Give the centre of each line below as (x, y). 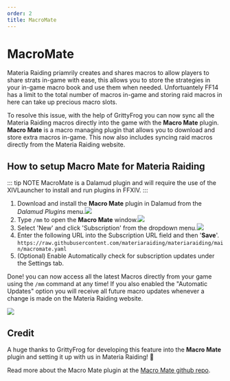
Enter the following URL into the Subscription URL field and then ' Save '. (118, 235)
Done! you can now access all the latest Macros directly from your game (110, 276)
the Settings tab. (40, 263)
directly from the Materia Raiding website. (66, 144)
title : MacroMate (32, 20)
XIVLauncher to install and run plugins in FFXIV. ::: (78, 190)
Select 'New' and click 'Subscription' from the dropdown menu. (107, 228)
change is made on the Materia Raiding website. (75, 298)
